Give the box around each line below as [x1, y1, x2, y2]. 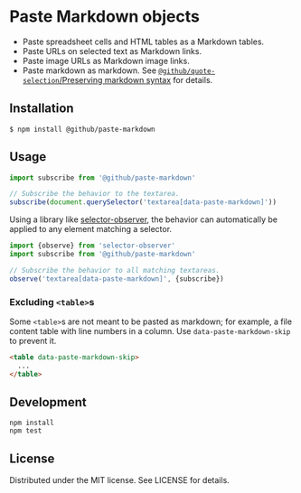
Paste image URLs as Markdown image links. [22, 55, 190, 66]
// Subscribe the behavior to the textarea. [9, 190, 180, 199]
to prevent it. [9, 335, 57, 346]
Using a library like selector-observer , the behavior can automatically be [9, 214, 278, 225]
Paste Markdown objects [9, 6, 201, 27]
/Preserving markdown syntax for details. [59, 74, 213, 85]
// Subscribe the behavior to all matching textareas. [9, 265, 221, 274]
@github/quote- [157, 66, 215, 76]
